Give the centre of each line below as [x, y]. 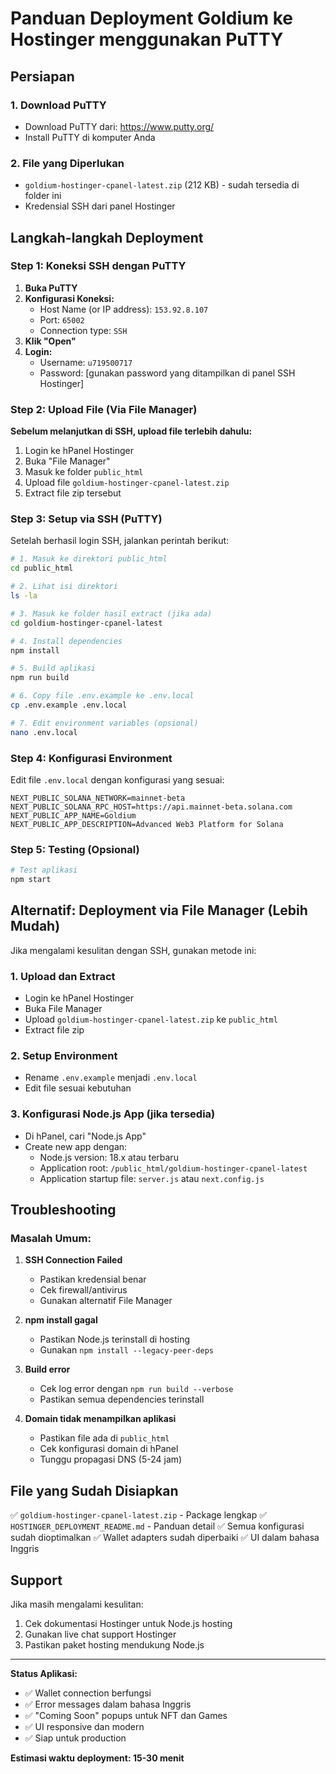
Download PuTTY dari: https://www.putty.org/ [119, 126]
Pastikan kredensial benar [93, 1279]
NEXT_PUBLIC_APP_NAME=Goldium [73, 816]
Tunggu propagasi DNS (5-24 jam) [111, 1459]
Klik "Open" [50, 341]
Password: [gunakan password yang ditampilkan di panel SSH [167, 373]
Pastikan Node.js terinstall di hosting [115, 1339]
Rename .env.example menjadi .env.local [111, 1078]
